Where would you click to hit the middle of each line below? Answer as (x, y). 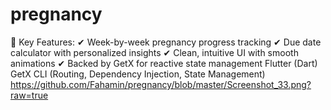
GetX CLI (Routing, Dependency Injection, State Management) (138, 74)
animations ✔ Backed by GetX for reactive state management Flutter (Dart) (164, 63)
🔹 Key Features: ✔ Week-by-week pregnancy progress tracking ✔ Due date (166, 42)
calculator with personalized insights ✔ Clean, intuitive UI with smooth (154, 52)
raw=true (29, 95)
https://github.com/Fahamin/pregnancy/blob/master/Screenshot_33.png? (161, 84)
